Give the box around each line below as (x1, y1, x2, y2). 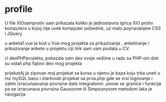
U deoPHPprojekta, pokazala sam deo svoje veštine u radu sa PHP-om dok (4, 55, 159, 61)
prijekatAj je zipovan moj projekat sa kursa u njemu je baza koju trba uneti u (4, 70, 160, 76)
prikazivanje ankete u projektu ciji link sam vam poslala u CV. (4, 45, 130, 51)
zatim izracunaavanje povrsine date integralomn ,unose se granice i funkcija (4, 81, 161, 87)
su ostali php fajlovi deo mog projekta (4, 60, 82, 66)
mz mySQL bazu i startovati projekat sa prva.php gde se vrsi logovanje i (4, 75, 153, 81)
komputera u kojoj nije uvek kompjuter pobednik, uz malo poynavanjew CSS (4, 25, 161, 31)
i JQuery (4, 30, 22, 36)
